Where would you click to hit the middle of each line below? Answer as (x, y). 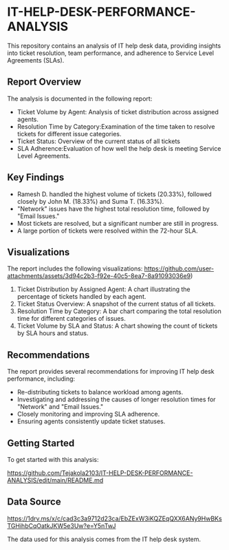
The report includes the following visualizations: (75, 268)
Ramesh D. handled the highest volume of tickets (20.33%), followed (114, 194)
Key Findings (36, 177)
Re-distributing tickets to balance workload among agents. (100, 392)
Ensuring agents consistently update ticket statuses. (91, 421)
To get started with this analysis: (53, 459)
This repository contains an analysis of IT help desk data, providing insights (114, 45)
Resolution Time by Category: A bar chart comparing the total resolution (119, 311)
